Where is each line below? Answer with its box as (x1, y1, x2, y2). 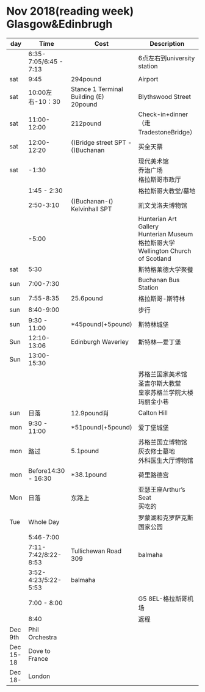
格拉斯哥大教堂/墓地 (138, 186, 196, 195)
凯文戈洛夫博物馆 (138, 201, 187, 209)
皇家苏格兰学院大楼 (138, 388, 193, 396)
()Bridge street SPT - (71, 138, 132, 147)
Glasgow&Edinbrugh (6, 17, 113, 31)
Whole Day (28, 517, 60, 526)
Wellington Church (138, 246, 192, 255)
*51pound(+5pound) (71, 423, 132, 431)
